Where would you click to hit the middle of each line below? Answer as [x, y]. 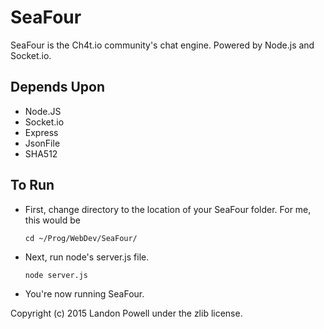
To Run [32, 185]
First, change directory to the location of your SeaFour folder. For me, [168, 209]
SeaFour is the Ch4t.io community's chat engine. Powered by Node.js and [162, 45]
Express [41, 132]
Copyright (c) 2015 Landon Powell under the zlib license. [126, 313]
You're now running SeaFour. [84, 293]
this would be [52, 220]
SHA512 [41, 153]
